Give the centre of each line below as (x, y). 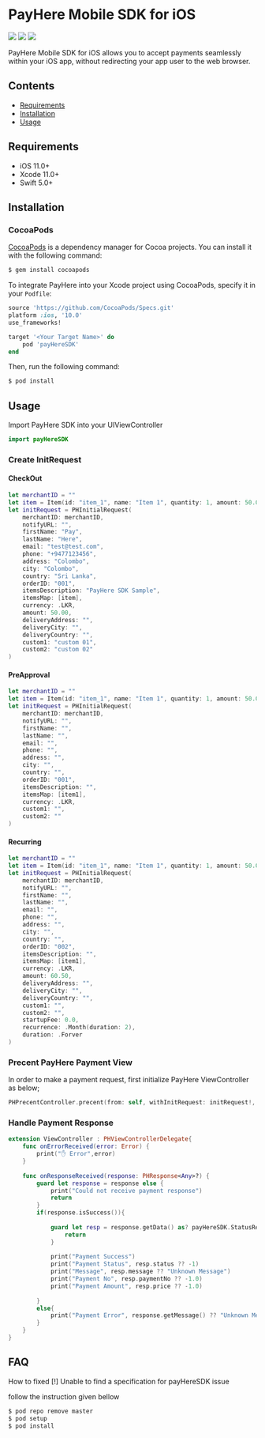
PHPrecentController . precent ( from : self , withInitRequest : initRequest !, (132, 1103)
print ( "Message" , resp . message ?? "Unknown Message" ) (140, 1272)
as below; (24, 1088)
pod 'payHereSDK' (51, 344)
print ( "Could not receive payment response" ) (126, 1191)
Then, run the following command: (64, 367)
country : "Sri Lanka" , (60, 576)
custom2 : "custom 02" (58, 650)
